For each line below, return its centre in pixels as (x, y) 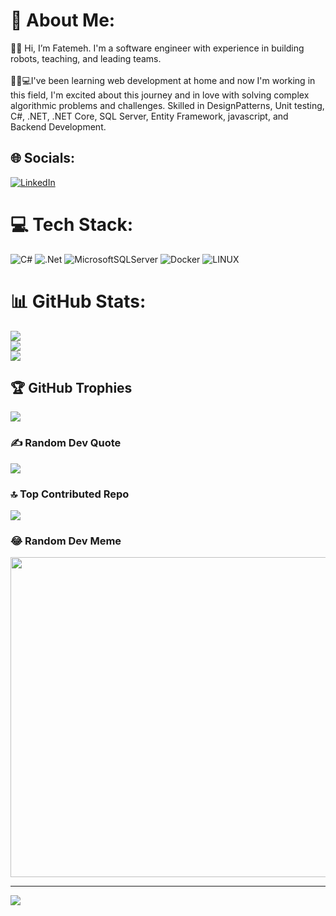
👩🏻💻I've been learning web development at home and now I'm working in (163, 80)
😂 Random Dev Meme (66, 541)
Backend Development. (58, 126)
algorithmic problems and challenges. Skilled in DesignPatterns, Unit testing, (167, 105)
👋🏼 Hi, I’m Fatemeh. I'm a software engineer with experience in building (157, 48)
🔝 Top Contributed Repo (70, 494)
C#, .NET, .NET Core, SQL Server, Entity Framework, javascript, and (149, 116)
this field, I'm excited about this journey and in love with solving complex (160, 95)
